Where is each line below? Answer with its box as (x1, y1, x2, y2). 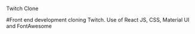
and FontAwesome (6, 23, 52, 29)
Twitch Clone (6, 5, 39, 12)
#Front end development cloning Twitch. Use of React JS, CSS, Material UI (6, 16, 190, 23)
